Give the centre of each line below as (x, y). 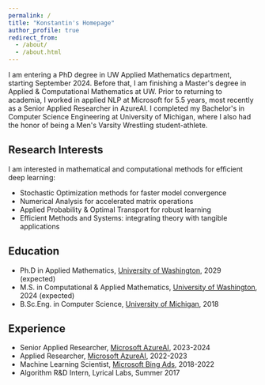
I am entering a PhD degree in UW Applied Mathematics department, (120, 75)
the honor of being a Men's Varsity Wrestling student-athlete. (108, 125)
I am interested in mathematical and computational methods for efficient (126, 169)
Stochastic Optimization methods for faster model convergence (123, 192)
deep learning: (32, 177)
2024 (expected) (47, 295)
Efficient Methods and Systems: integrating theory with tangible (123, 217)
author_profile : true (44, 30)
